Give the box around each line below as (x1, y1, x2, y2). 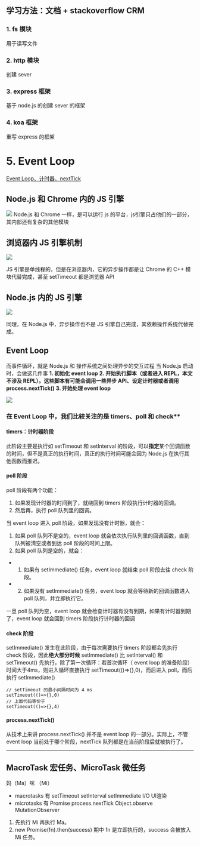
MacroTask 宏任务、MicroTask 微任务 (6, 762, 146, 773)
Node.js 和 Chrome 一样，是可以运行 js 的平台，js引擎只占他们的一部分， (13, 211, 193, 218)
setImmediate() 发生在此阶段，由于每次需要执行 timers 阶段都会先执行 (6, 644, 178, 651)
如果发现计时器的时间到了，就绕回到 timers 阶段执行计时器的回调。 (14, 499, 180, 506)
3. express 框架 (6, 87, 51, 96)
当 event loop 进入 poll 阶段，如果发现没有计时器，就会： (6, 519, 146, 527)
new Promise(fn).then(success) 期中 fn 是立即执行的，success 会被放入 (14, 826, 192, 833)
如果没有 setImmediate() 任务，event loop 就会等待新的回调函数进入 (23, 587, 190, 595)
